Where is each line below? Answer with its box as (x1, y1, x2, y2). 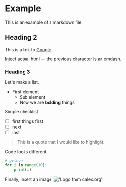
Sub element (19, 94, 46, 100)
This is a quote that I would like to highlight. (17, 139, 105, 145)
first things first (12, 118, 43, 124)
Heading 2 (5, 33, 38, 42)
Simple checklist (5, 109, 38, 115)
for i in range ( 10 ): (5, 163, 48, 168)
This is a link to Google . (5, 46, 52, 52)
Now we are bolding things (19, 99, 75, 106)
